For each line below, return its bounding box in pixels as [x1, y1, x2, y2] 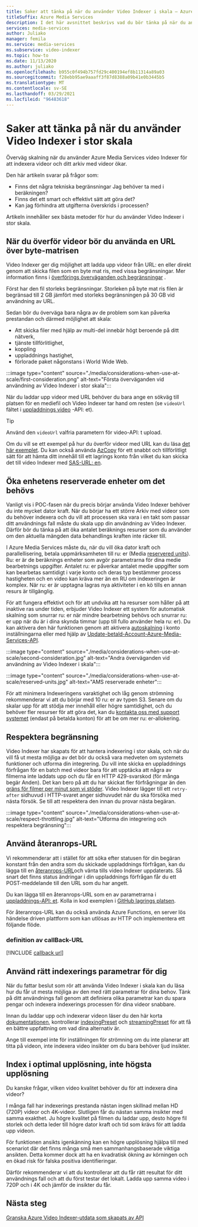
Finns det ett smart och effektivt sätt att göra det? [14, 195, 136, 202]
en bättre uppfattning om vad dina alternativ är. [6, 1024, 121, 1032]
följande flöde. [6, 921, 41, 928]
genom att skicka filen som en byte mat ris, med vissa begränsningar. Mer [6, 268, 186, 275]
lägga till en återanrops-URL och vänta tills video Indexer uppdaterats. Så [6, 867, 183, 874]
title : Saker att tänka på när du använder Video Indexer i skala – [6, 8, 178, 15]
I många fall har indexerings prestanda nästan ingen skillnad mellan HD [6, 1102, 179, 1109]
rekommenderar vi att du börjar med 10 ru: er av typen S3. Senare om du [6, 696, 183, 703]
